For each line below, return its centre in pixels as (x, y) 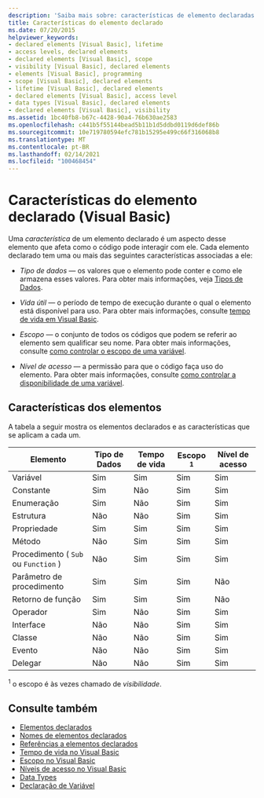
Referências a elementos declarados (79, 744)
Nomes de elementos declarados (73, 736)
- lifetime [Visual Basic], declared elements (86, 88)
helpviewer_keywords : (44, 37)
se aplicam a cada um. (44, 435)
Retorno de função (46, 599)
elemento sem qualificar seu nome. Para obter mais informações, (125, 343)
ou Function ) (37, 564)
